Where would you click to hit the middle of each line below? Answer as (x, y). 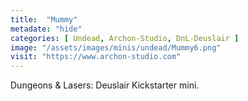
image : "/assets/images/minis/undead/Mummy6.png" (116, 47)
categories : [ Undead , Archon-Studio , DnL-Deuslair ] (125, 38)
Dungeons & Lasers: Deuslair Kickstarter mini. (105, 85)
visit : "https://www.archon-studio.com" (96, 57)
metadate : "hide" (46, 29)
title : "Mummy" (44, 19)
